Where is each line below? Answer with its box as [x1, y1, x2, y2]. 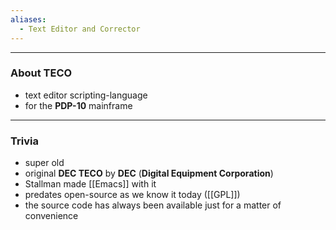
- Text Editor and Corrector [19, 24, 141, 34]
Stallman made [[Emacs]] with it [24, 178, 157, 190]
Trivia [10, 134, 39, 148]
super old [24, 157, 65, 169]
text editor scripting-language [24, 89, 148, 101]
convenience [24, 210, 79, 222]
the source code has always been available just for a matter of [24, 199, 282, 211]
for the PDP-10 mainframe [24, 99, 133, 111]
